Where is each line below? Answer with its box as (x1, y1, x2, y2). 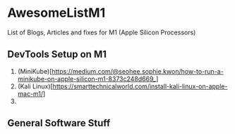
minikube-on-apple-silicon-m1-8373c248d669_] (17, 74, 159, 83)
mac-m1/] (17, 89, 46, 98)
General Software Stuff (7, 117, 111, 129)
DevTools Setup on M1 (7, 48, 107, 60)
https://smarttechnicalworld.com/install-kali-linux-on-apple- (52, 82, 228, 91)
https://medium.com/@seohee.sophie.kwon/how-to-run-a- (52, 67, 224, 75)
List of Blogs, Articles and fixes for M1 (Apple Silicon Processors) (7, 28, 196, 36)
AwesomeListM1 (7, 5, 106, 21)
